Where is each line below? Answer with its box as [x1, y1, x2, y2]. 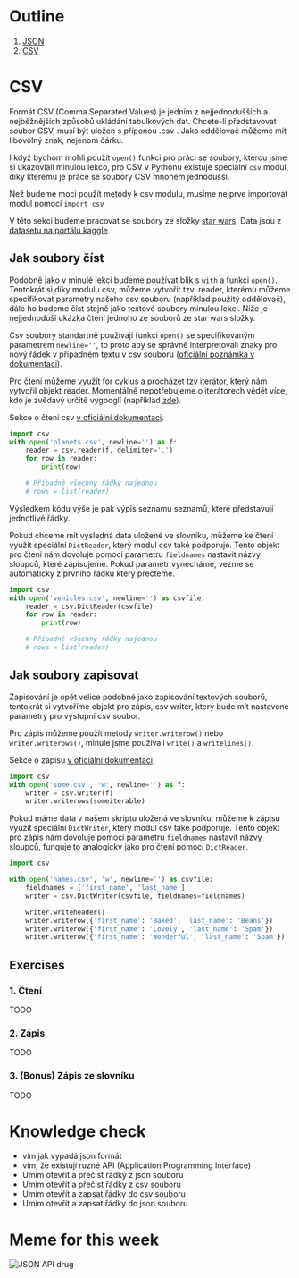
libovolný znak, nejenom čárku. [9, 134, 124, 145]
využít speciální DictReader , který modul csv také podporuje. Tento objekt [9, 539, 280, 550]
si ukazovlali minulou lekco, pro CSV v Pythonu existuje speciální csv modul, [9, 161, 289, 172]
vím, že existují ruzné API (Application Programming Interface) [21, 1160, 252, 1171]
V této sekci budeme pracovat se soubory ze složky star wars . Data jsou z [9, 215, 282, 225]
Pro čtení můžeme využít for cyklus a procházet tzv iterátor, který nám [9, 376, 268, 386]
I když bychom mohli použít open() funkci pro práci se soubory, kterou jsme [9, 152, 287, 163]
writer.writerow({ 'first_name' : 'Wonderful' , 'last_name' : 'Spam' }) [25, 933, 286, 942]
